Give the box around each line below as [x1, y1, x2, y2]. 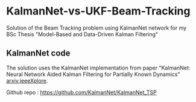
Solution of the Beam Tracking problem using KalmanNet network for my [6, 24, 187, 31]
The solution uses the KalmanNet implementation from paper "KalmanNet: [6, 64, 191, 71]
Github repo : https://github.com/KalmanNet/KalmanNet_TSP [6, 89, 157, 96]
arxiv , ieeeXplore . [6, 77, 48, 84]
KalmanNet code [6, 48, 71, 59]
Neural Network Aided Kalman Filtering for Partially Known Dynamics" [6, 71, 180, 78]
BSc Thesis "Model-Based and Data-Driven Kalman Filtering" [6, 30, 159, 37]
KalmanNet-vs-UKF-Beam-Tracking [6, 4, 191, 18]
